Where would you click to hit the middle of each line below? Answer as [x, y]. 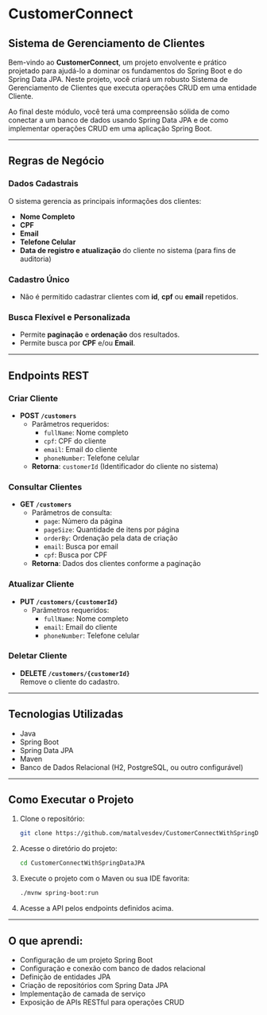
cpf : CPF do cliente [75, 441]
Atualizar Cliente [41, 584]
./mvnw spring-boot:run [59, 893]
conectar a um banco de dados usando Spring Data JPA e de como [118, 120]
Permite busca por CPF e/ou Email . [77, 343]
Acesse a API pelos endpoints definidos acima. [97, 908]
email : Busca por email [81, 547]
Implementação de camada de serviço [83, 994]
